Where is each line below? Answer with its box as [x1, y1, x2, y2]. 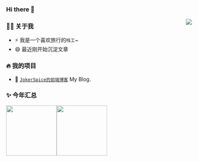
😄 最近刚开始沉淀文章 [14, 46, 69, 53]
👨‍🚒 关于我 [6, 22, 34, 30]
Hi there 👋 [6, 5, 35, 14]
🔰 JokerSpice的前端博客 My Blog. [14, 76, 91, 83]
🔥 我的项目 [6, 62, 37, 70]
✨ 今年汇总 [6, 91, 37, 99]
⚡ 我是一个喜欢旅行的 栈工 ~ [14, 36, 78, 43]
